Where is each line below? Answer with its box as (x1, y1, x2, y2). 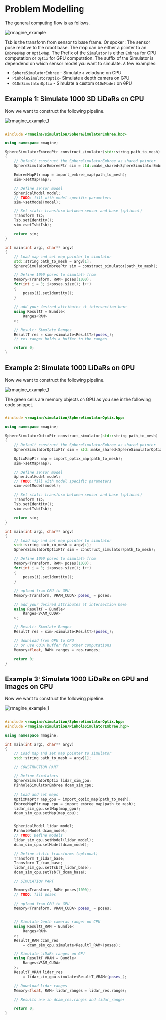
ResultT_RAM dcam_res (14, 938, 58, 943)
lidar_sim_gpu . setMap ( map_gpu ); (14, 806, 81, 811)
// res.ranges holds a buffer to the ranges (14, 337, 107, 341)
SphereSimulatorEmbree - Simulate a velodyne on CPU (12, 69, 122, 75)
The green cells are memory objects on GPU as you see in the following (5, 396, 151, 402)
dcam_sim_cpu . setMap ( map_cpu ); (14, 811, 79, 816)
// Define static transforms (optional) (14, 851, 98, 856)
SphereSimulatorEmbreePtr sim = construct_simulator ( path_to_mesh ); (14, 264, 158, 269)
